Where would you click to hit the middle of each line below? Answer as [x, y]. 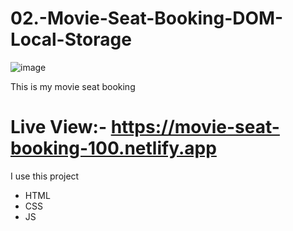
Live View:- [59, 127]
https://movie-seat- [195, 127]
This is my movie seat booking [73, 86]
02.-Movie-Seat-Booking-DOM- [147, 18]
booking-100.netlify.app [113, 148]
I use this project [45, 176]
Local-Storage [71, 39]
